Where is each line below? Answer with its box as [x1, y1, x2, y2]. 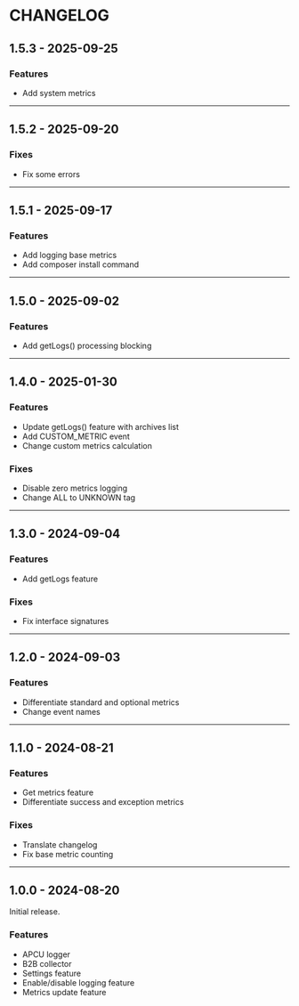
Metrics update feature [21, 986, 107, 997]
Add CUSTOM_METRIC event [21, 431, 131, 442]
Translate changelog [21, 839, 98, 850]
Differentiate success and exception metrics [21, 797, 184, 807]
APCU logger [21, 949, 71, 960]
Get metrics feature [21, 787, 94, 798]
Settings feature [21, 968, 82, 978]
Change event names [21, 706, 101, 717]
